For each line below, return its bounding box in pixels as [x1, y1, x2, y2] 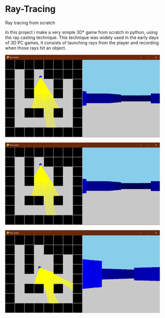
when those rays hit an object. [5, 45, 66, 51]
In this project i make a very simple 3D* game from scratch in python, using [5, 29, 158, 35]
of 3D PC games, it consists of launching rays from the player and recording [5, 39, 159, 45]
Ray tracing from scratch [5, 20, 55, 26]
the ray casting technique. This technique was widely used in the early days [5, 34, 159, 40]
